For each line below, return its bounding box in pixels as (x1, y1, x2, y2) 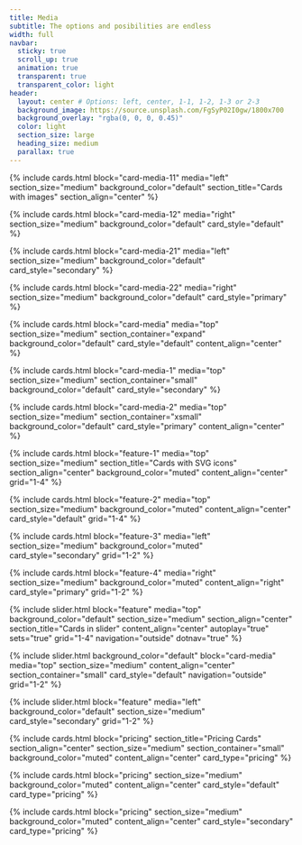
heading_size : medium (17, 139, 99, 148)
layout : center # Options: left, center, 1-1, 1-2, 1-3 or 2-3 (17, 96, 260, 106)
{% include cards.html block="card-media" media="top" (9, 318, 219, 329)
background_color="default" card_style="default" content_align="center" (9, 337, 282, 348)
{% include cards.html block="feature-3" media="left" (9, 530, 211, 541)
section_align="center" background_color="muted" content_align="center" (9, 466, 288, 478)
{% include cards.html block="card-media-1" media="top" (9, 364, 226, 375)
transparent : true (17, 72, 87, 81)
